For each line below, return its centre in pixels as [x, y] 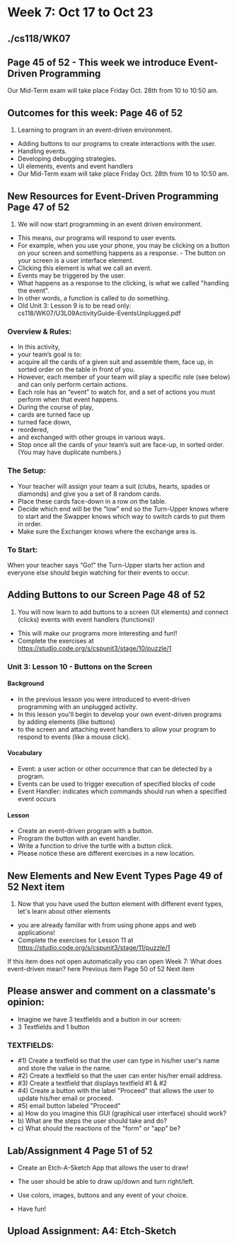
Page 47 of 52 [39, 207]
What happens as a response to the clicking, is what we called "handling [123, 283]
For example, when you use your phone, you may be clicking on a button [123, 246]
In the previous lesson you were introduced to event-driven [104, 699]
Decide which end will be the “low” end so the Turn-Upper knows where [123, 509]
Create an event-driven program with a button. [85, 831]
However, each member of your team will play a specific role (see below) [124, 377]
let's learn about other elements [64, 912]
